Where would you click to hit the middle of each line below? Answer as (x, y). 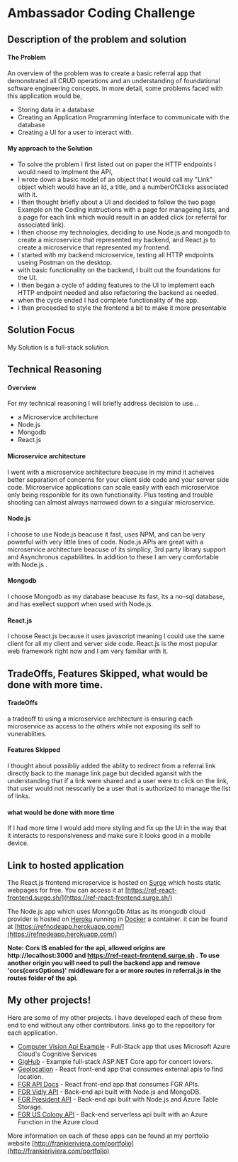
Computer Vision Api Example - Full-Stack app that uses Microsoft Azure (124, 1046)
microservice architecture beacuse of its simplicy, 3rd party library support (117, 549)
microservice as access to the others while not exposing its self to (104, 726)
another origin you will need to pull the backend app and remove (104, 963)
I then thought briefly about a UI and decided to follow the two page (117, 202)
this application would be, (45, 96)
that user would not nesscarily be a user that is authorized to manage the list (119, 788)
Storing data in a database (56, 109)
